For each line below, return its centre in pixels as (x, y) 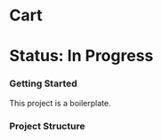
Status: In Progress (81, 56)
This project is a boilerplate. (60, 103)
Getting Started (43, 83)
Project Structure (47, 126)
